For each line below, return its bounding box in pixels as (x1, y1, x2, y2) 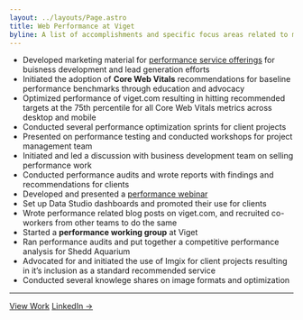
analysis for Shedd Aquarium (22, 246, 131, 257)
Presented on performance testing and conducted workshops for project (22, 132, 293, 142)
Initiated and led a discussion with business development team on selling (22, 151, 294, 161)
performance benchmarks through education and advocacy (22, 83, 245, 95)
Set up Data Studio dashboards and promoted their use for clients (22, 198, 268, 209)
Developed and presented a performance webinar (22, 188, 208, 199)
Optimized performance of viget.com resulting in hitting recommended (22, 93, 286, 104)
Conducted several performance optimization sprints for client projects (22, 122, 287, 133)
